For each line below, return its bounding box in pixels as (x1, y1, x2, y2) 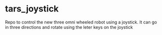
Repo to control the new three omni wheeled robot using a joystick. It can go (5, 19, 157, 25)
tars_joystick (5, 3, 59, 14)
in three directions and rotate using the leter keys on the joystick (5, 24, 133, 30)
